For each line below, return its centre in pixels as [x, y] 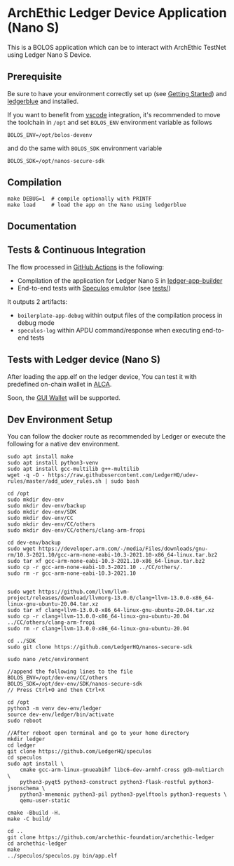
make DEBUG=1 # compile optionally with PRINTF [80, 199]
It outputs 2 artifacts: [37, 301]
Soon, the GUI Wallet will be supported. [64, 397]
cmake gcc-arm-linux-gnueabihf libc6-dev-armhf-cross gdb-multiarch [122, 770]
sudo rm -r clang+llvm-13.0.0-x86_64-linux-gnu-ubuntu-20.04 [98, 629]
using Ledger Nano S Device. [49, 55]
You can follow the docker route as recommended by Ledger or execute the [117, 437]
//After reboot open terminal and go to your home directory [98, 733]
